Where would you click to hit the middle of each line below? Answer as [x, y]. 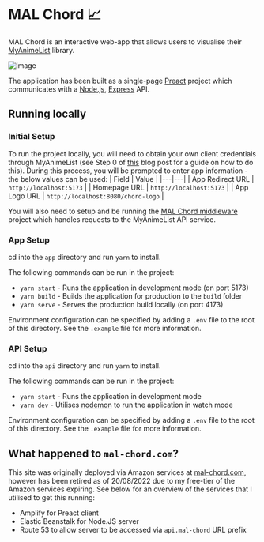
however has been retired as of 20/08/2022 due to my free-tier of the [122, 481]
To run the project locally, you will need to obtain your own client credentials [132, 153]
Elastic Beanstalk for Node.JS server [79, 521]
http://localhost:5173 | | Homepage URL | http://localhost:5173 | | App [128, 187]
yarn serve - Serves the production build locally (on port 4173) [121, 304]
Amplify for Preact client [59, 513]
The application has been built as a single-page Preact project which [120, 81]
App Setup [29, 239]
